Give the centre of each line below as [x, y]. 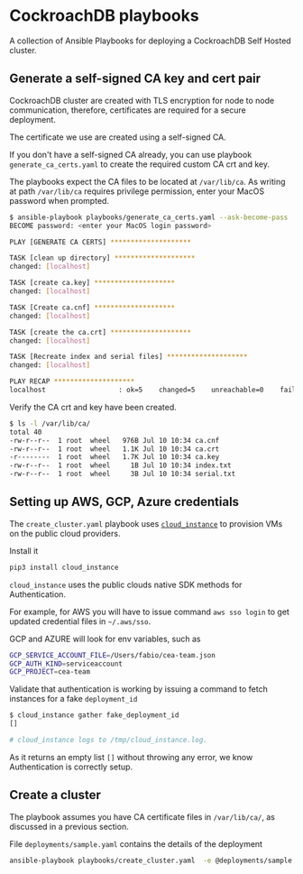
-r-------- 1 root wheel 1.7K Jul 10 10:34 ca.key [115, 457]
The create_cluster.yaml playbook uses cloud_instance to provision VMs [146, 523]
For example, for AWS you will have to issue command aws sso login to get [150, 612]
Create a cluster [55, 795]
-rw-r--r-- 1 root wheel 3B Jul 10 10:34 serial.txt [123, 474]
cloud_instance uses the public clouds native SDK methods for [126, 584]
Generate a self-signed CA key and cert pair [135, 79]
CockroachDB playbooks [105, 16]
